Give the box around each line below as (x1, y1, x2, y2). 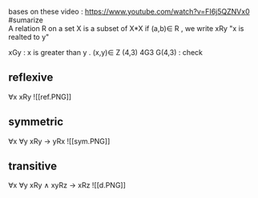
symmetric (8, 115, 64, 129)
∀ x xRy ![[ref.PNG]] (8, 92, 72, 101)
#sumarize (8, 15, 44, 25)
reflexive (8, 71, 54, 85)
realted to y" (8, 32, 50, 42)
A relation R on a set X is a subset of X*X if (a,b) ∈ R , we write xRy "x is (8, 24, 244, 33)
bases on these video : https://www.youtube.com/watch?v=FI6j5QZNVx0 (8, 7, 250, 16)
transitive (8, 160, 58, 173)
